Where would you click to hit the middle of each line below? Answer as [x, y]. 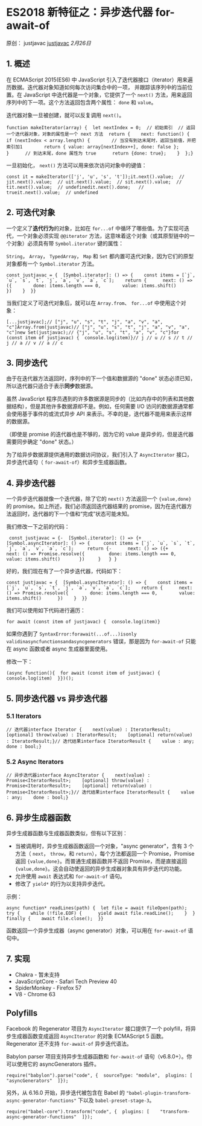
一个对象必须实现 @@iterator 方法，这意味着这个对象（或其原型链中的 [103, 235]
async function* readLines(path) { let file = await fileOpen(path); [97, 908]
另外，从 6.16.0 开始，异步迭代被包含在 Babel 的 [66, 1092]
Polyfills [22, 1013]
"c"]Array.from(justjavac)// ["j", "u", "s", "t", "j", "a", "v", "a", [98, 327]
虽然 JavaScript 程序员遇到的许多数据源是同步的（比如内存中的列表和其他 [98, 399]
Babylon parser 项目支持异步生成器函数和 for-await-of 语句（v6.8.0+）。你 [99, 1056]
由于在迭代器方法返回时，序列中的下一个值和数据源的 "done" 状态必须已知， [101, 378]
